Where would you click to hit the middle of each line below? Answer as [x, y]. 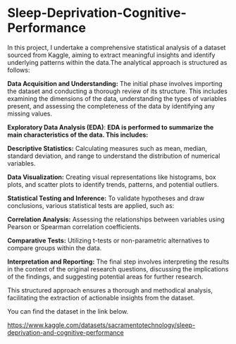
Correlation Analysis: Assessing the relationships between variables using [116, 219]
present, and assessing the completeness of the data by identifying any [111, 106]
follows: [19, 70]
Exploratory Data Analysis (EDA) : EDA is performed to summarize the [111, 127]
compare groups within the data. [55, 247]
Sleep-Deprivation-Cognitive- [97, 13]
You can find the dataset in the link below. [68, 311]
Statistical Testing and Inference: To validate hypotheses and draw [106, 198]
